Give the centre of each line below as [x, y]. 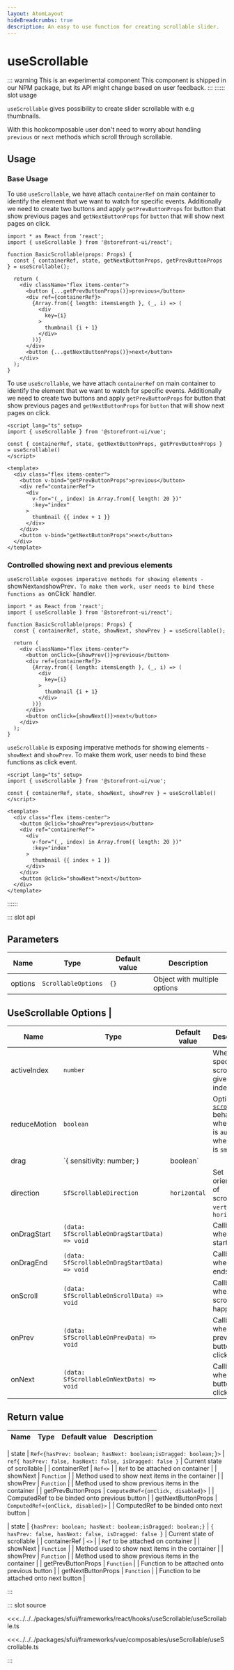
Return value [36, 1417]
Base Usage [28, 178]
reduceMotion [34, 1124]
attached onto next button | [46, 1578]
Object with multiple [186, 980]
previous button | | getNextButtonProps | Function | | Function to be [104, 1570]
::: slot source [27, 1605]
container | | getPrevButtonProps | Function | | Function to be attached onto [116, 1563]
